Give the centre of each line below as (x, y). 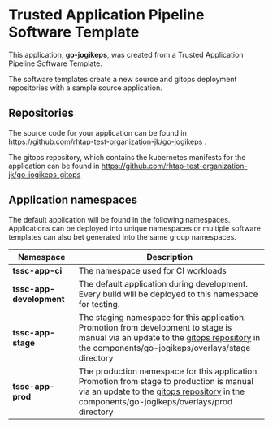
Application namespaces (73, 200)
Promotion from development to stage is (155, 327)
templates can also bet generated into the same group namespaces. (123, 236)
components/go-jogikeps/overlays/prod (156, 401)
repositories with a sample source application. (85, 88)
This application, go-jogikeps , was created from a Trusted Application (126, 54)
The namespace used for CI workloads (152, 270)
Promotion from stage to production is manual (166, 381)
